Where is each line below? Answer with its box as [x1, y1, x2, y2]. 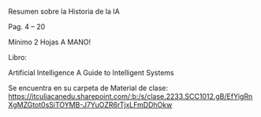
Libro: [8, 53, 28, 62]
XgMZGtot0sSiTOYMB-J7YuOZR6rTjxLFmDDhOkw [8, 100, 173, 109]
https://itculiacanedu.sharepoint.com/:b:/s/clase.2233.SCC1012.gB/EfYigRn [8, 92, 253, 101]
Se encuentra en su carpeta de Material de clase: [8, 83, 168, 92]
